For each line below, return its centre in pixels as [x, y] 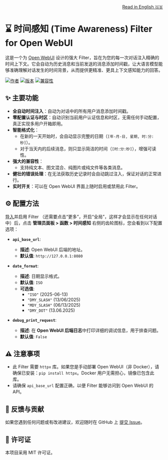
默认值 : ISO [31, 282]
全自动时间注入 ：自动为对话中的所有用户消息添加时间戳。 [71, 111]
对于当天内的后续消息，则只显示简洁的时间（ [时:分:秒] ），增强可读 [88, 148]
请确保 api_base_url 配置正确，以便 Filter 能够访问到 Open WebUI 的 [83, 386]
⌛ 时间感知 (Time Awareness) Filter [79, 29]
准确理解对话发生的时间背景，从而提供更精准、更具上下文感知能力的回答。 [86, 70]
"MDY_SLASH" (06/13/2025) [54, 305]
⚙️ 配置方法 [22, 204]
